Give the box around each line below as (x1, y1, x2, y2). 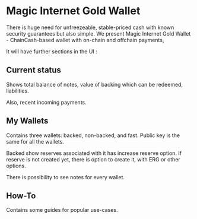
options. (6, 162, 27, 169)
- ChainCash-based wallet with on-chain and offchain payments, (6, 36, 164, 43)
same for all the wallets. (6, 138, 64, 145)
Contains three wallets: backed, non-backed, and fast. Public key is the (6, 132, 180, 139)
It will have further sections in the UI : (6, 47, 98, 55)
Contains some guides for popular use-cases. (6, 207, 118, 214)
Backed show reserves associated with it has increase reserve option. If (6, 150, 182, 157)
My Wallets (6, 116, 49, 126)
